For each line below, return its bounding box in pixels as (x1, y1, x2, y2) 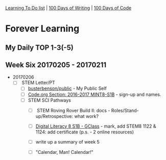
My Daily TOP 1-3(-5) (5, 43, 74, 52)
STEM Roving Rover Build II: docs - (37, 107, 110, 113)
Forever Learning (5, 23, 80, 34)
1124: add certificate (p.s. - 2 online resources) (35, 129, 134, 135)
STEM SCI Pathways (28, 97, 72, 103)
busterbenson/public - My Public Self (28, 85, 107, 92)
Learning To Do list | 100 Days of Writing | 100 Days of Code (5, 5, 132, 11)
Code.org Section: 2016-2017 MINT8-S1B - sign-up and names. (28, 91, 161, 97)
